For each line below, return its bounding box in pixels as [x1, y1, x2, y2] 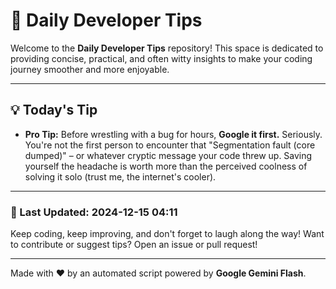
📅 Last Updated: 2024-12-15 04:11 [10, 205, 178, 219]
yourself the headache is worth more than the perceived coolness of [24, 160, 308, 172]
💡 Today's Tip [10, 102, 98, 119]
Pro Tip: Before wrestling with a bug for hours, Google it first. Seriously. [24, 128, 323, 140]
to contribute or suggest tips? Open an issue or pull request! [10, 239, 258, 251]
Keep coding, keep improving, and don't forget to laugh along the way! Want [10, 228, 325, 240]
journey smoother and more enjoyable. [10, 63, 170, 75]
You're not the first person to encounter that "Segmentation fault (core [24, 139, 316, 151]
